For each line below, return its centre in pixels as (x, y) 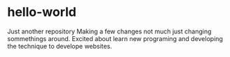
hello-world (42, 12)
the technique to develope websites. (60, 46)
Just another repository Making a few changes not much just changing (109, 31)
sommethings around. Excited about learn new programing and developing (115, 38)
